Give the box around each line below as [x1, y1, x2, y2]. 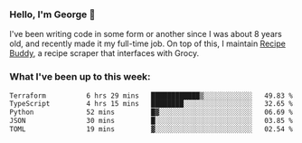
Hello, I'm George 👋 [9, 8, 96, 21]
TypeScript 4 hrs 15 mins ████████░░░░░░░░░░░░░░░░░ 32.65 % [9, 100, 294, 109]
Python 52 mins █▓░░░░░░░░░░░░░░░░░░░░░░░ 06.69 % [9, 108, 294, 117]
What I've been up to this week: [9, 71, 151, 83]
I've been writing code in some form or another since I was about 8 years [9, 29, 282, 40]
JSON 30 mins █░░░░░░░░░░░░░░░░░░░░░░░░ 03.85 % [9, 117, 294, 126]
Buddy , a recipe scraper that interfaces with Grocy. [9, 48, 200, 59]
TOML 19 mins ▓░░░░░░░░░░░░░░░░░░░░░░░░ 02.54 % [9, 125, 294, 134]
